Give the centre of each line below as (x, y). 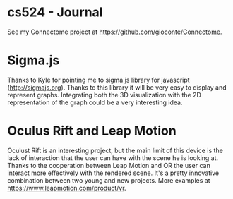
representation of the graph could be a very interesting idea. (95, 102)
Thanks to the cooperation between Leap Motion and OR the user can (109, 165)
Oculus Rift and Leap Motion (92, 131)
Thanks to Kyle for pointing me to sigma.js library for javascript (98, 80)
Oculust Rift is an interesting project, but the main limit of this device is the (115, 150)
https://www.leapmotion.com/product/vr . (67, 188)
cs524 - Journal (55, 12)
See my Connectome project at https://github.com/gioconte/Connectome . (115, 32)
